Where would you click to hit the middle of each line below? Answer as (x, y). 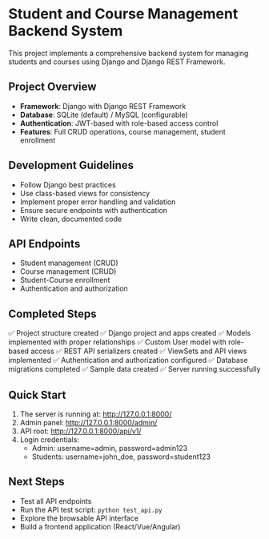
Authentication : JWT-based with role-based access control (119, 123)
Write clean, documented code (71, 219)
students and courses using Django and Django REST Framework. (117, 62)
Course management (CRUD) (68, 272)
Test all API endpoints (56, 501)
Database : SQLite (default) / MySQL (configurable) (104, 115)
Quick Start (37, 394)
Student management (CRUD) (69, 263)
